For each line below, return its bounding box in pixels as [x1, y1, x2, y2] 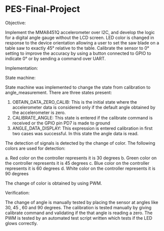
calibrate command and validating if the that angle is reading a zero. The [5, 210, 153, 216]
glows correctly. [5, 220, 38, 226]
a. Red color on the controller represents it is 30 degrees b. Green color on [5, 154, 157, 161]
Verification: [5, 190, 30, 195]
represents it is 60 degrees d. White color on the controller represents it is [5, 165, 156, 171]
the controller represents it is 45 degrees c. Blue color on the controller [5, 160, 150, 166]
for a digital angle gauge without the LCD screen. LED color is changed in [5, 35, 155, 40]
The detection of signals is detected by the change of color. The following [5, 140, 156, 146]
